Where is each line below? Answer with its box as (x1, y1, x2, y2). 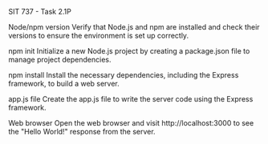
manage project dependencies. (8, 55, 112, 64)
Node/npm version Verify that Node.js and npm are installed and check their (8, 22, 260, 31)
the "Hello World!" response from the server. (8, 127, 156, 136)
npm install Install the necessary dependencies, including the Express (8, 70, 239, 79)
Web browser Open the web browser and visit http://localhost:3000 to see (8, 118, 254, 127)
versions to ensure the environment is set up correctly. (8, 31, 189, 40)
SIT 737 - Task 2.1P (8, 7, 72, 16)
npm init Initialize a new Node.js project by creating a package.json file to (8, 46, 250, 55)
